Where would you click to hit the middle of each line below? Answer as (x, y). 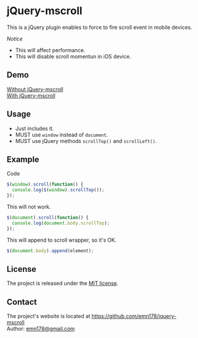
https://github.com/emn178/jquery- (134, 316)
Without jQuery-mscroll (35, 89)
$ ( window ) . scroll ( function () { (45, 184)
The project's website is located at (49, 316)
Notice (15, 38)
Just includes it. (34, 128)
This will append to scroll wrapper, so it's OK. (62, 240)
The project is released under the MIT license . (62, 283)
